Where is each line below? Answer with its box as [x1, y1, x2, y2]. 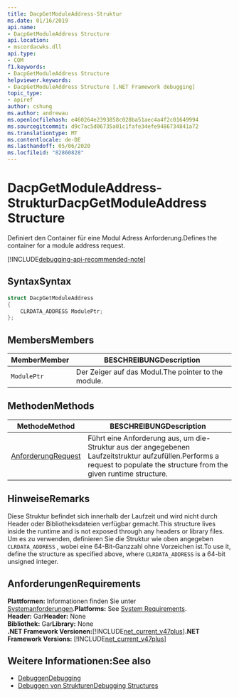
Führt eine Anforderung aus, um [87, 433, 194, 443]
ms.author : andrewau [7, 110, 69, 117]
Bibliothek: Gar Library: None [7, 619, 94, 628]
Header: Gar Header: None [7, 612, 87, 620]
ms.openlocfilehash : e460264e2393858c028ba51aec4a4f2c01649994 [7, 116, 199, 123]
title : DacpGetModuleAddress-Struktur [7, 10, 122, 18]
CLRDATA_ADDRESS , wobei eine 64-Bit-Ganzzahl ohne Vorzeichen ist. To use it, [7, 542, 231, 550]
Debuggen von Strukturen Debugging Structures [17, 681, 159, 690]
